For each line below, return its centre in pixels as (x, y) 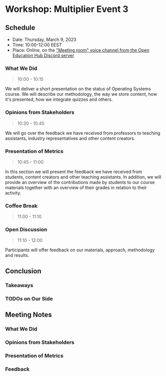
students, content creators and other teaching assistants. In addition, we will (83, 177)
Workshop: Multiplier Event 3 (67, 9)
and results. (17, 255)
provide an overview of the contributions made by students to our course (80, 182)
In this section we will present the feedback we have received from (74, 172)
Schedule (20, 28)
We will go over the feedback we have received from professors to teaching (83, 133)
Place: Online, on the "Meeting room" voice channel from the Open (81, 50)
